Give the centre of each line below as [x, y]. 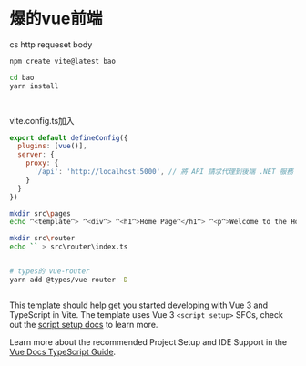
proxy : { [42, 163]
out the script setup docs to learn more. [84, 324]
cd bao [22, 77]
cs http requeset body [51, 44]
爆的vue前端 [56, 19]
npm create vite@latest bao [63, 61]
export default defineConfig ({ [69, 137]
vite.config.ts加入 [42, 120]
